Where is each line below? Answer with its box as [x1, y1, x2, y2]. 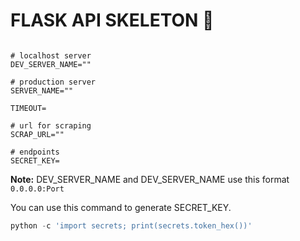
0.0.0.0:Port [10, 184, 65, 194]
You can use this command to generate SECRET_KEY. [10, 201, 232, 213]
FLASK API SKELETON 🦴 [10, 9, 215, 32]
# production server [10, 77, 97, 87]
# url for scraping [10, 120, 92, 131]
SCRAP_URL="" [10, 129, 65, 139]
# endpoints [10, 147, 60, 157]
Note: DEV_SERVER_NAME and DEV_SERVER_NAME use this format [10, 173, 290, 185]
